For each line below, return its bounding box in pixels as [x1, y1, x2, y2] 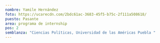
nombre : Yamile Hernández [5, 7, 58, 12]
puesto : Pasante [5, 16, 39, 21]
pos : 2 [5, 26, 19, 31]
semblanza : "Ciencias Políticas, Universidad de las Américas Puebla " [5, 30, 156, 35]
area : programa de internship [5, 21, 68, 26]
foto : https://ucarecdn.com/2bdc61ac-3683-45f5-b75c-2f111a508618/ [5, 12, 147, 17]
